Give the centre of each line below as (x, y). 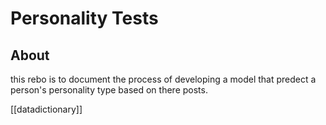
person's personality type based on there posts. (109, 90)
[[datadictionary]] (46, 109)
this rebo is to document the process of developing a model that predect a (163, 79)
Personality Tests (84, 18)
